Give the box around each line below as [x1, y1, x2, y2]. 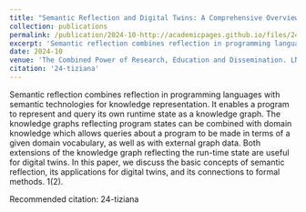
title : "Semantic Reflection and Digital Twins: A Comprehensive [9, 13, 262, 23]
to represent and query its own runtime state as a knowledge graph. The [9, 108, 280, 119]
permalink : [9, 30, 51, 39]
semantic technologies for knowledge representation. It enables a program [9, 98, 290, 109]
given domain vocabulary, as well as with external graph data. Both [9, 137, 261, 148]
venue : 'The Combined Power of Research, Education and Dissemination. [9, 56, 287, 65]
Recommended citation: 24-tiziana [9, 193, 139, 205]
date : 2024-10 [9, 47, 64, 56]
